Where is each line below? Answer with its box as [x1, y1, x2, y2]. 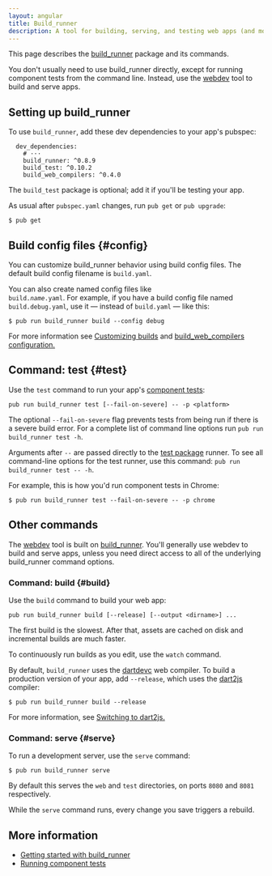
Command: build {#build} [8, 576, 111, 588]
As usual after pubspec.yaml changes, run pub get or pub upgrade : [8, 201, 227, 210]
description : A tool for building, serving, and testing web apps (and [8, 27, 255, 35]
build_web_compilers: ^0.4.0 [23, 171, 121, 179]
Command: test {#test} [8, 364, 128, 377]
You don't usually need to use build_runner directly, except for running [8, 65, 244, 74]
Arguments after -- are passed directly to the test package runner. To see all [8, 447, 263, 457]
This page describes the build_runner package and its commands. [8, 49, 229, 59]
